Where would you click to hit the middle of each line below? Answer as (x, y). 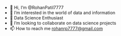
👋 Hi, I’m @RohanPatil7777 (37, 8)
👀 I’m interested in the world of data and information (62, 13)
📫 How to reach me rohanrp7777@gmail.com (56, 28)
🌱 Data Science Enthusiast (36, 18)
